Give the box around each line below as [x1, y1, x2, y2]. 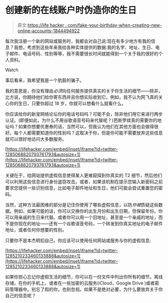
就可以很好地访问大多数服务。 [5, 136, 66, 142]
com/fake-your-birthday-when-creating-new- [67, 22, 162, 28]
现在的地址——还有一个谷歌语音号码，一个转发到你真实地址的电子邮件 [18, 220, 163, 226]
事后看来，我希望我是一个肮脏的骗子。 [5, 77, 84, 83]
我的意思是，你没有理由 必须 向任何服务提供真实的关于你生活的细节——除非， [5, 88, 163, 94]
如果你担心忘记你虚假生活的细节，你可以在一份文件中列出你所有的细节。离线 [5, 273, 163, 279]
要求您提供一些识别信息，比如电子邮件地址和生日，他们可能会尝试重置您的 [5, 185, 158, 191]
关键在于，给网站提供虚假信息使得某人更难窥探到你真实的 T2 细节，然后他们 [5, 172, 162, 178]
